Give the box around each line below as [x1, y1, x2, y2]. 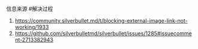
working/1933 [14, 23, 49, 30]
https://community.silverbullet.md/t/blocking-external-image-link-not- [14, 17, 188, 24]
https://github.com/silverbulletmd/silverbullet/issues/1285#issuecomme [14, 30, 193, 37]
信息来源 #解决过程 [6, 5, 53, 12]
